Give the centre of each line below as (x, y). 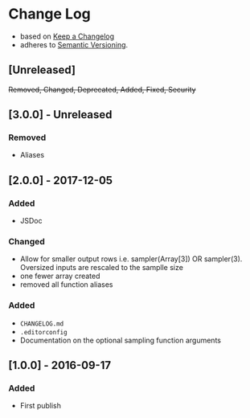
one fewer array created (60, 276)
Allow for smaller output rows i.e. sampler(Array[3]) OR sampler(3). (131, 259)
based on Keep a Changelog (67, 36)
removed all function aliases (66, 285)
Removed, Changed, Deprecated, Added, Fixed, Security (102, 89)
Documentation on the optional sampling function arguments (120, 340)
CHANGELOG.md (42, 324)
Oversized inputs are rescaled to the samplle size (101, 268)
